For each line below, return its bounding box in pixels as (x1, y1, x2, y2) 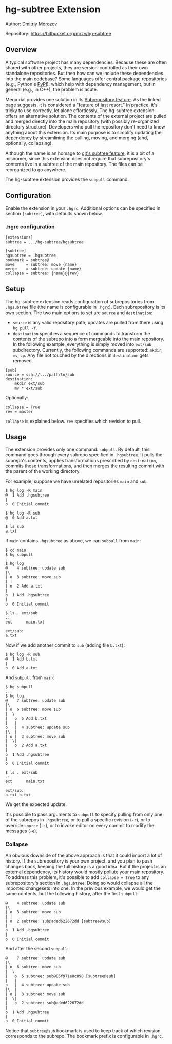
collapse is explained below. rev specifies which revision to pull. (5, 418, 141, 424)
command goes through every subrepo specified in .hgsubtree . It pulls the (5, 452, 163, 458)
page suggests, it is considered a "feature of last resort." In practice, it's (5, 102, 158, 108)
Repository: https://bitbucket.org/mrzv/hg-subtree (5, 30, 111, 36)
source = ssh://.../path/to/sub (5, 372, 74, 377)
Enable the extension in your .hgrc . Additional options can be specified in (5, 205, 161, 211)
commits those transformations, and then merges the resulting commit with (5, 463, 165, 469)
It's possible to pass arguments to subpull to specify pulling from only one (5, 811, 163, 818)
